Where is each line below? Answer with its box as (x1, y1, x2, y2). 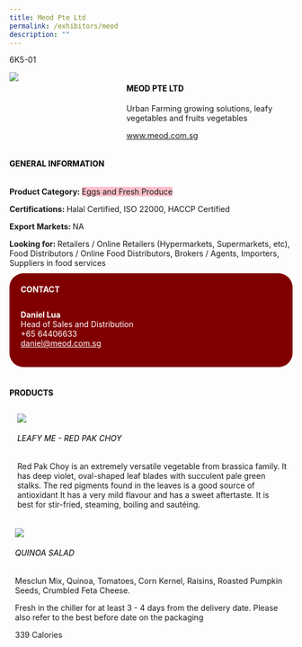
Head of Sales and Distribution (21, 319, 134, 330)
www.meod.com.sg (126, 129, 199, 140)
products (9, 387, 54, 398)
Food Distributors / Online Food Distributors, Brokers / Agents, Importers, (9, 248, 280, 259)
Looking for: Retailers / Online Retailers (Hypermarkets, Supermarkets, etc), (9, 238, 290, 249)
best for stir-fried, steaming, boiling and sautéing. (16, 499, 200, 510)
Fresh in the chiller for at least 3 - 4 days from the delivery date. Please (14, 603, 279, 613)
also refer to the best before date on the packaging (14, 612, 204, 623)
